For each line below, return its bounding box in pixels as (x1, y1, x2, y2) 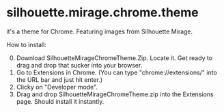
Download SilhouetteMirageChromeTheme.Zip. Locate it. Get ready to (16, 53, 213, 62)
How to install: (6, 40, 47, 48)
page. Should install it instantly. (16, 97, 104, 105)
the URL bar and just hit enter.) (16, 75, 103, 83)
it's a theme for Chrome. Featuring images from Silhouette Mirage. (6, 27, 193, 36)
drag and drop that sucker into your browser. (16, 61, 143, 69)
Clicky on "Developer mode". (16, 83, 98, 91)
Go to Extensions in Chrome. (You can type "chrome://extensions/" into (16, 68, 218, 76)
